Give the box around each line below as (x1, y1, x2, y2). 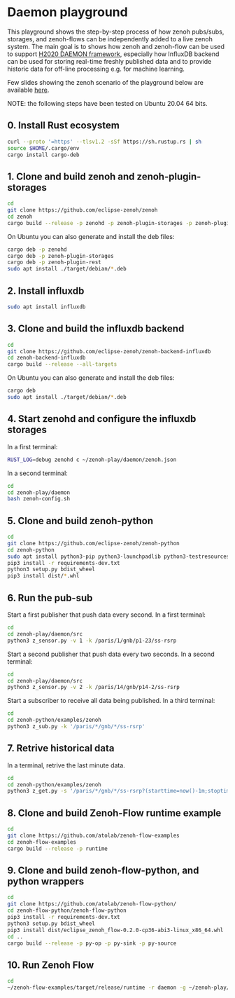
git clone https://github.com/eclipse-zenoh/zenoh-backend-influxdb (7, 348, 211, 355)
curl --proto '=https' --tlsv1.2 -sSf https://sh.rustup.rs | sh (7, 138, 201, 145)
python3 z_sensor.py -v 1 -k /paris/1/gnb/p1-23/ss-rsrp (7, 637, 177, 644)
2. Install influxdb (7, 285, 85, 296)
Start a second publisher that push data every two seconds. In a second (7, 650, 215, 658)
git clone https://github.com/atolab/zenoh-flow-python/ (7, 901, 177, 908)
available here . (7, 86, 50, 94)
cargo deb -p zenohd (7, 246, 68, 253)
